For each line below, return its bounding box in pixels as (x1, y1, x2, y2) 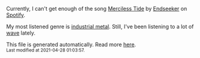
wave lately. (6, 29, 36, 36)
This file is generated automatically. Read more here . (6, 41, 137, 48)
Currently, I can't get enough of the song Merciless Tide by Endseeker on (6, 5, 187, 12)
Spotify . (6, 11, 26, 19)
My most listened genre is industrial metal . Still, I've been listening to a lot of (6, 23, 194, 30)
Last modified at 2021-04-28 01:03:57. (6, 47, 85, 53)
